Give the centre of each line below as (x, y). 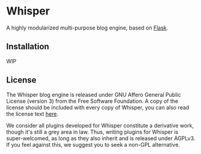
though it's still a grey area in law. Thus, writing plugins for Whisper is (92, 132)
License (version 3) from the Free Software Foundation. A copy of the (92, 101)
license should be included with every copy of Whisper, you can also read (98, 107)
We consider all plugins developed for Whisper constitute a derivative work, (100, 125)
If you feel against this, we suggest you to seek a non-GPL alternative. (93, 144)
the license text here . (32, 114)
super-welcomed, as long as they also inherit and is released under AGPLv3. (101, 138)
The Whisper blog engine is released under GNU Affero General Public (94, 94)
